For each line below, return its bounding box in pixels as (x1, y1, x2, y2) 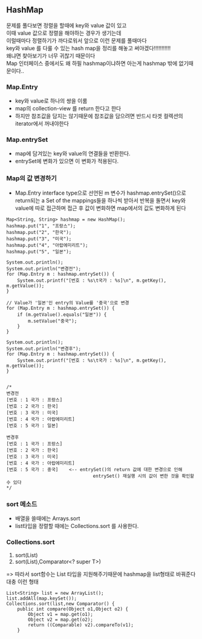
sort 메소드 (6, 500, 37, 508)
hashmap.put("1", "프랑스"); (6, 222, 76, 229)
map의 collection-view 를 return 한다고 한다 (15, 105, 122, 112)
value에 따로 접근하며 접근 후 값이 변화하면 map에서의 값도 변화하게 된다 (15, 204, 186, 212)
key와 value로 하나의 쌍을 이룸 (15, 97, 88, 105)
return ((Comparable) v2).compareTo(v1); (28, 622, 134, 628)
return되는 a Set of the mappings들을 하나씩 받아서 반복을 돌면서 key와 (15, 196, 186, 204)
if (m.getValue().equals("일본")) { (17, 312, 107, 318)
